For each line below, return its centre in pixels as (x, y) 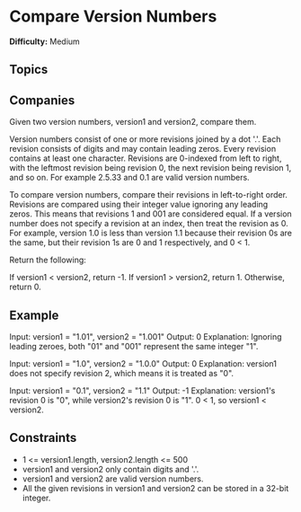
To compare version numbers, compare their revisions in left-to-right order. (148, 195)
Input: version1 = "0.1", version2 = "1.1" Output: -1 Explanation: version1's (142, 390)
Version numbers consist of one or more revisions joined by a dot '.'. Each (145, 139)
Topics (29, 70)
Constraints (43, 438)
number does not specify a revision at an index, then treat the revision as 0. (149, 224)
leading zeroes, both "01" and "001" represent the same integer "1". (134, 346)
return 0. (26, 287)
